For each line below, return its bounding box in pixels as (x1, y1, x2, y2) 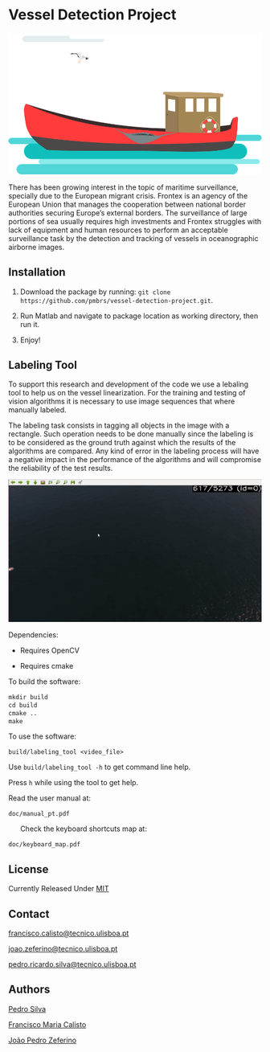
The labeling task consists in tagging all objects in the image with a (8, 420, 230, 431)
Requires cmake (19, 661, 74, 671)
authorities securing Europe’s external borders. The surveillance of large (8, 207, 247, 218)
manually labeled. (8, 405, 67, 415)
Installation (8, 265, 66, 279)
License (8, 862, 49, 876)
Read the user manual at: (8, 793, 91, 803)
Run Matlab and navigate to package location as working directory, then (19, 311, 259, 321)
